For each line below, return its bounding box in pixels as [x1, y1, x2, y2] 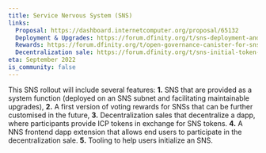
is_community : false [8, 63, 77, 71]
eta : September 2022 [8, 56, 77, 64]
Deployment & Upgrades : [15, 33, 93, 42]
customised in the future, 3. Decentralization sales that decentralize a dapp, [8, 110, 256, 120]
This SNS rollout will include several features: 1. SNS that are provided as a [8, 85, 252, 94]
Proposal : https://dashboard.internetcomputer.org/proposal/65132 [15, 26, 239, 34]
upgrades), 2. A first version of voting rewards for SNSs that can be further [8, 101, 253, 111]
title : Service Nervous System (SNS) [8, 11, 133, 20]
